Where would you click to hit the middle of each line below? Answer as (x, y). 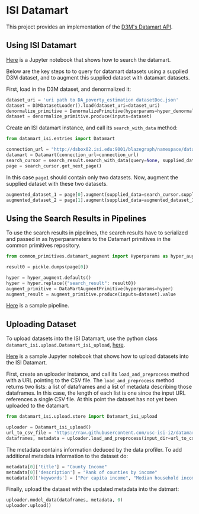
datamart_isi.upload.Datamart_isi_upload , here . (66, 345)
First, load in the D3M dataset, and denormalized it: (69, 89)
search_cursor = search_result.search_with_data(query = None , (83, 160)
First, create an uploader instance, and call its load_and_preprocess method (98, 374)
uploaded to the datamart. (38, 406)
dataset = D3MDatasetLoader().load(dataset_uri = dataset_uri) (83, 105)
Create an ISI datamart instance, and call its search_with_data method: (92, 128)
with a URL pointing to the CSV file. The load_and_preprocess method (90, 380)
